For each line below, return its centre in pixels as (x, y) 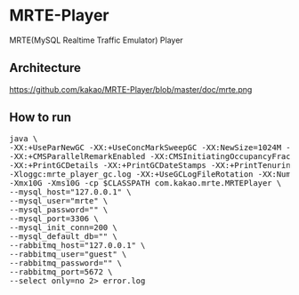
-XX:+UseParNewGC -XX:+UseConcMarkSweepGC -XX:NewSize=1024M (145, 147)
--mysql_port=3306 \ (54, 218)
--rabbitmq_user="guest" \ (68, 254)
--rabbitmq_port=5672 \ (61, 271)
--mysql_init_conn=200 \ (63, 227)
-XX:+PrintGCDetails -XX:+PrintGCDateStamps (108, 165)
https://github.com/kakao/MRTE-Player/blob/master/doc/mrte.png (131, 89)
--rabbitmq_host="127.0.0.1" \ (77, 245)
